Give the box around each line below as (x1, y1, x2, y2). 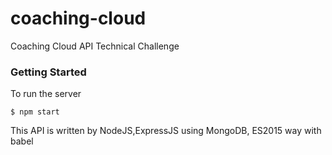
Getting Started (10, 65, 87, 79)
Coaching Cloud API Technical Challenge (10, 40, 180, 52)
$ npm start (10, 107, 60, 117)
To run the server (10, 88, 82, 100)
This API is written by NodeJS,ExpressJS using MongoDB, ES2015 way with (10, 125, 322, 137)
